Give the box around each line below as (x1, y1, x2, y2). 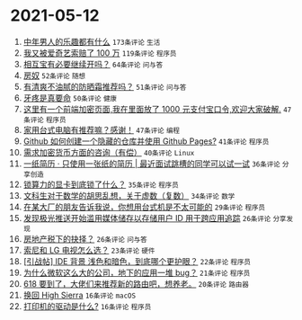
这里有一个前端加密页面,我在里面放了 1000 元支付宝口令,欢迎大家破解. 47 (22, 103, 292, 114)
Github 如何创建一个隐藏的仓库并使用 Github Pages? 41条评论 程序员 (22, 136, 270, 147)
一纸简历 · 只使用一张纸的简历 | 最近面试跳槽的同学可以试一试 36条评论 (22, 158, 281, 169)
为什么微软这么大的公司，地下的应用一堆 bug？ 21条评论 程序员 (22, 267, 251, 278)
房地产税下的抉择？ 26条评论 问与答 (22, 233, 147, 244)
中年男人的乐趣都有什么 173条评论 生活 (22, 36, 161, 47)
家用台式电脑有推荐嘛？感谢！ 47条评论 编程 (22, 124, 181, 135)
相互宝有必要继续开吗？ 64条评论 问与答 (22, 58, 164, 69)
